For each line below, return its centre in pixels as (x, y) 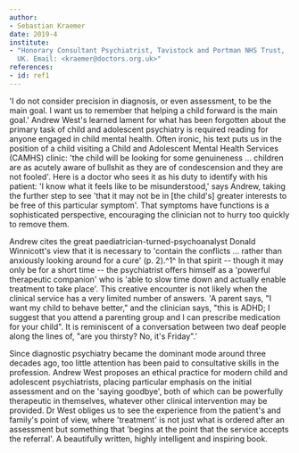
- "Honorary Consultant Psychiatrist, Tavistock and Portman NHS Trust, (147, 51)
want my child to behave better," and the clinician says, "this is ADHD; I (140, 308)
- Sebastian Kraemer (48, 26)
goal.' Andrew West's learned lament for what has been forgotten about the (148, 119)
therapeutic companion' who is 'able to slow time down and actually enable (148, 279)
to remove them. (39, 224)
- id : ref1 (29, 76)
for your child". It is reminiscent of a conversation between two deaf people (148, 326)
